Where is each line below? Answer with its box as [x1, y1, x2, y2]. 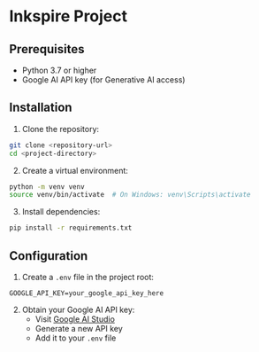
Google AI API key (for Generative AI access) [21, 74, 186, 85]
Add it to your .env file [34, 332, 117, 343]
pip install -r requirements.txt [9, 223, 133, 232]
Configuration [9, 248, 88, 263]
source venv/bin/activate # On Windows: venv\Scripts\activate [9, 191, 251, 199]
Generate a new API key [34, 324, 124, 333]
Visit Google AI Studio [34, 314, 115, 325]
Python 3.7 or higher [21, 65, 97, 75]
